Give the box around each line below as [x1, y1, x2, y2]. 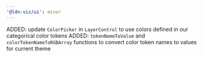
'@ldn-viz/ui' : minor [6, 8, 62, 15]
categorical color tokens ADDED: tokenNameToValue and [6, 32, 146, 39]
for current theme [6, 45, 51, 52]
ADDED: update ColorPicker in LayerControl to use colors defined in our [6, 25, 188, 33]
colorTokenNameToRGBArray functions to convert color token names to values [6, 38, 197, 45]
